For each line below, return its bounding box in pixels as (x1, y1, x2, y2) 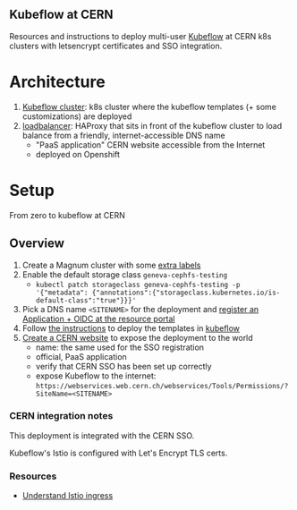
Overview (9, 236, 65, 251)
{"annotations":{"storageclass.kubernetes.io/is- (91, 288, 281, 297)
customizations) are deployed (21, 111, 132, 122)
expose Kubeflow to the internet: (35, 370, 157, 381)
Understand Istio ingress (21, 490, 114, 501)
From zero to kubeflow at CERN (9, 209, 125, 220)
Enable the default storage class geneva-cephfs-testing (21, 268, 228, 280)
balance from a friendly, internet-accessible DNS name (21, 130, 225, 140)
